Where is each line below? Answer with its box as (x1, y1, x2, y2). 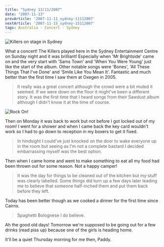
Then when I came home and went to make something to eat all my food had (5, 158, 160, 164)
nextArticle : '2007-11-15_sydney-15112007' (5, 21, 95, 26)
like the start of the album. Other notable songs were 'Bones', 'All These (5, 64, 150, 70)
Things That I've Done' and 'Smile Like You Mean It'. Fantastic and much (5, 69, 151, 75)
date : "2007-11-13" (5, 12, 45, 17)
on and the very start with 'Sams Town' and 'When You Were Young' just (5, 59, 152, 65)
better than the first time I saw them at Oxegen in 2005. (5, 74, 117, 80)
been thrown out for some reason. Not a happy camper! (5, 163, 117, 169)
